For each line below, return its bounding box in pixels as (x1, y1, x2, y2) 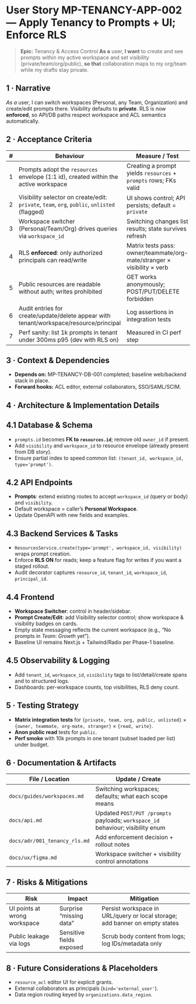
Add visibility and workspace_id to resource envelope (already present (14, 442, 189, 449)
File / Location (29, 775, 70, 784)
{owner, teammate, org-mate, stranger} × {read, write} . (14, 722, 153, 729)
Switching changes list (126, 217, 188, 225)
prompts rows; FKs (126, 176, 176, 184)
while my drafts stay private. (20, 66, 89, 73)
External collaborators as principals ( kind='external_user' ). (14, 985, 159, 992)
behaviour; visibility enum (95, 824, 166, 832)
